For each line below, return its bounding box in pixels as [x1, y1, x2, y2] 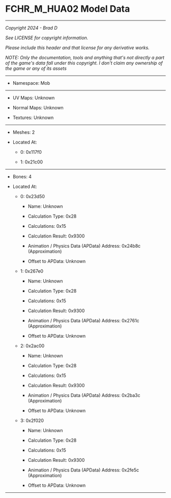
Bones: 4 [12, 173, 32, 179]
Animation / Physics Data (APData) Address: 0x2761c [27, 317, 139, 323]
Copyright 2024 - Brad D [5, 25, 58, 31]
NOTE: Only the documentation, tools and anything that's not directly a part [5, 54, 164, 60]
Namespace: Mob [12, 80, 50, 86]
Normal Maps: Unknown [12, 104, 64, 110]
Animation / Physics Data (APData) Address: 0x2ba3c [27, 392, 141, 398]
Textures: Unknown [12, 114, 54, 121]
